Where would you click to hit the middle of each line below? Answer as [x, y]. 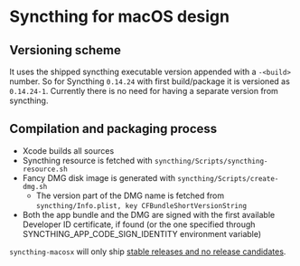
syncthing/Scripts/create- [228, 178]
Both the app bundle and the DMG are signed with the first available [149, 214]
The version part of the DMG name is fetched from [130, 195]
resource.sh [45, 169]
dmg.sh [35, 186]
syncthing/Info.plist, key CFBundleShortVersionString [141, 205]
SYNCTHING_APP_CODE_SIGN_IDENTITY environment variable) [142, 233]
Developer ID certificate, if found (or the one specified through [139, 224]
